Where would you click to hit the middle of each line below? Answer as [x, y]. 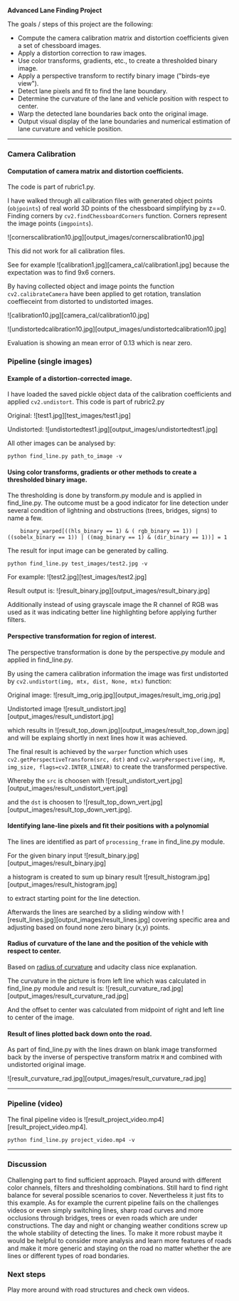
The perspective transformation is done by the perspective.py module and [116, 652]
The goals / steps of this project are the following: [80, 24]
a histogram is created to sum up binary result [75, 877]
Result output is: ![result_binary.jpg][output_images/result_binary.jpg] [109, 591]
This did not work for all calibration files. [66, 251]
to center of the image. [41, 1017]
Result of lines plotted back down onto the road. [80, 1034]
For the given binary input [45, 855]
